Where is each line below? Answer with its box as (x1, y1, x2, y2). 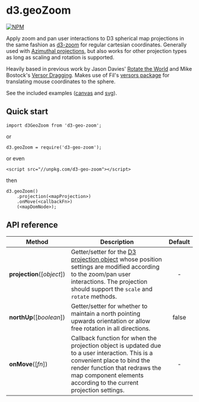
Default (168, 237, 190, 246)
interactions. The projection (70, 277, 148, 285)
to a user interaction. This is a (70, 348, 153, 357)
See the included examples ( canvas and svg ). (6, 89, 117, 96)
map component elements (70, 371, 144, 379)
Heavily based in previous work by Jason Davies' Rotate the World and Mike (6, 65, 192, 72)
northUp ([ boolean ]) (9, 313, 65, 321)
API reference (6, 220, 58, 230)
